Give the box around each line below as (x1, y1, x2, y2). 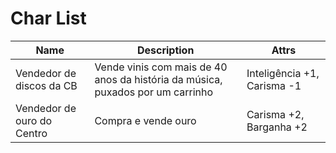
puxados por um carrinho (94, 85, 214, 99)
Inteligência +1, (246, 66, 320, 80)
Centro (15, 126, 48, 140)
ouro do (15, 113, 53, 127)
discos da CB (15, 78, 78, 92)
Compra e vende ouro (94, 113, 197, 127)
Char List (10, 7, 87, 30)
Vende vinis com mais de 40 (94, 60, 228, 74)
